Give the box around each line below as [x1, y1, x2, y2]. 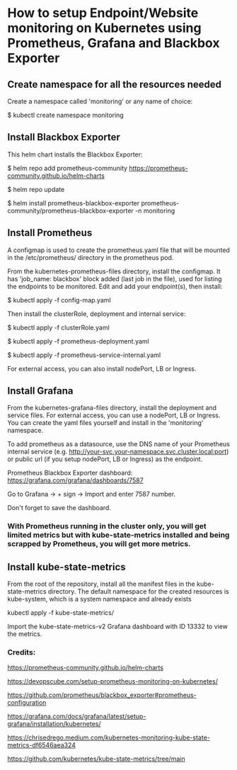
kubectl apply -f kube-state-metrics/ [7, 608, 115, 617]
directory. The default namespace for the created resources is [48, 587, 229, 596]
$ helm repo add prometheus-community [7, 164, 128, 172]
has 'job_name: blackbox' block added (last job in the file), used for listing [7, 274, 222, 283]
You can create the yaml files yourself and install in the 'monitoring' [7, 419, 204, 427]
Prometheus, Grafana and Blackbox [7, 35, 220, 51]
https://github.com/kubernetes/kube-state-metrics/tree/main [7, 754, 185, 763]
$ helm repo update [7, 185, 65, 193]
